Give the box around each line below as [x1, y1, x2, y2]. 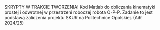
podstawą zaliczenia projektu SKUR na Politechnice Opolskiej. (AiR [4, 15, 142, 20]
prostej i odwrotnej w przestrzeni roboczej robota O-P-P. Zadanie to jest [4, 9, 153, 15]
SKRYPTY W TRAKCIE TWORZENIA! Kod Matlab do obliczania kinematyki [4, 4, 156, 10]
